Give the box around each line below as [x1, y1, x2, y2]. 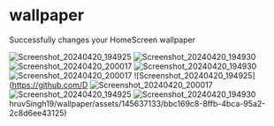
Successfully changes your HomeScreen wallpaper [9, 34, 196, 45]
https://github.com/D [11, 79, 88, 90]
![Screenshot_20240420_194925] [133, 70, 256, 80]
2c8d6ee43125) [9, 107, 68, 118]
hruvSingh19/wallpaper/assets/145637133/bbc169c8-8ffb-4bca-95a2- [9, 98, 266, 108]
